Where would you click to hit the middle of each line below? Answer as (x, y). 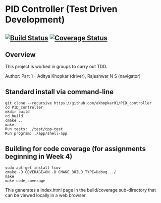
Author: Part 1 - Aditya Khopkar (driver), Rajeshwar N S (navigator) (73, 76)
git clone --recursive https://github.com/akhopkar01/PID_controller (79, 103)
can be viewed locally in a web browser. (46, 195)
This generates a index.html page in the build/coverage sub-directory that (80, 190)
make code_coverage (25, 181)
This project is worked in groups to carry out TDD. (56, 67)
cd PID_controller (24, 107)
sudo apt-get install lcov (33, 168)
